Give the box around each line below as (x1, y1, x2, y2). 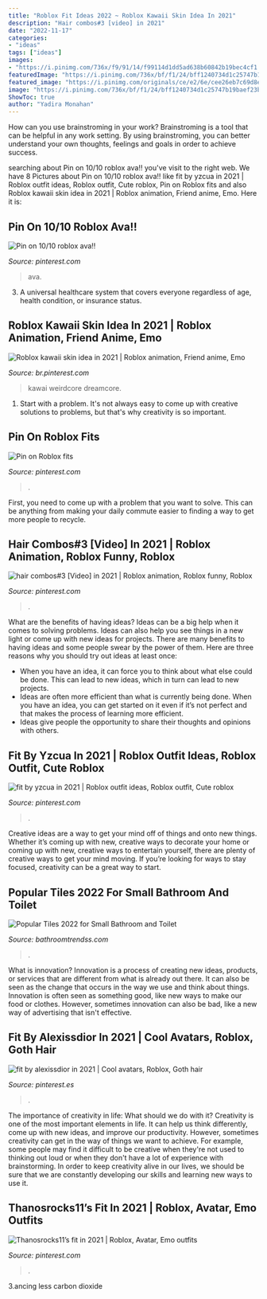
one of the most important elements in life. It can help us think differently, (8, 1119, 248, 1129)
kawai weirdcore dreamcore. (27, 383, 122, 392)
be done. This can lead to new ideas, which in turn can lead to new (19, 675, 240, 685)
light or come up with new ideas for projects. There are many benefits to (8, 634, 245, 644)
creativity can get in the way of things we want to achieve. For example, (8, 1136, 244, 1145)
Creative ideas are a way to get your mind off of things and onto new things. (8, 829, 257, 838)
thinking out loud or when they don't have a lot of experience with (8, 1153, 224, 1162)
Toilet (8, 898, 37, 911)
